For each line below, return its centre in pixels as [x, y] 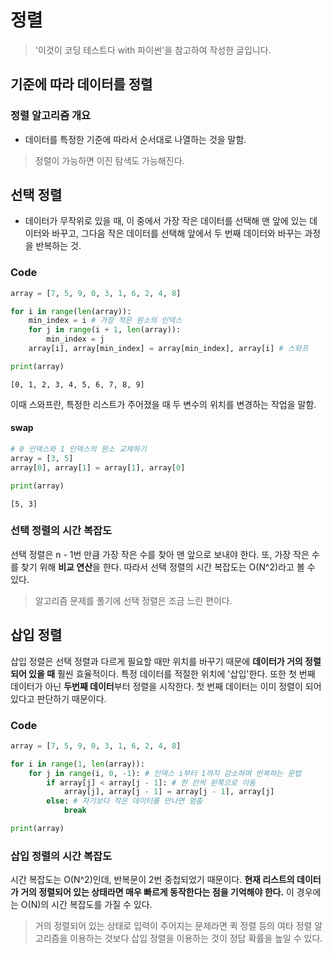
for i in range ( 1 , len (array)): [77, 764]
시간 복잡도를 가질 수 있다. [102, 905]
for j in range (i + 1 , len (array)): [105, 330]
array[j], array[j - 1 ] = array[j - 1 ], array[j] [169, 792]
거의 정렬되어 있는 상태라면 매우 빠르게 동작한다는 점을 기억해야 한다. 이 [157, 892]
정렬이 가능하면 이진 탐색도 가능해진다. [109, 160]
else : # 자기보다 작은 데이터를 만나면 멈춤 [124, 801]
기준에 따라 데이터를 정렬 [81, 84]
